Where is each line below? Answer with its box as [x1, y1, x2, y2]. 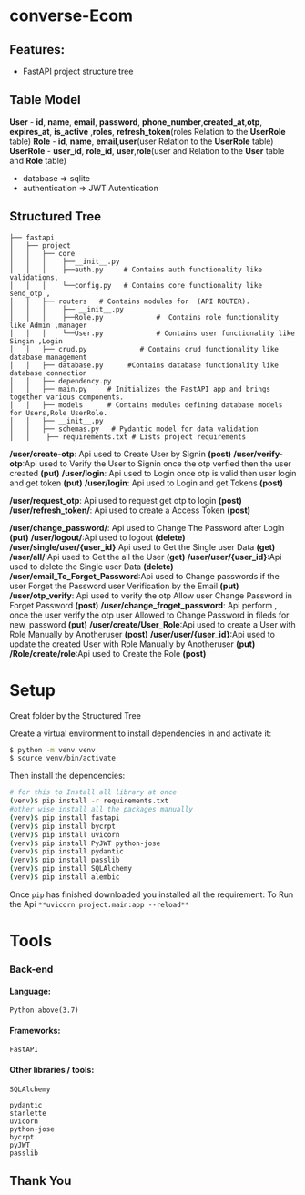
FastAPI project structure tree [22, 66, 134, 77]
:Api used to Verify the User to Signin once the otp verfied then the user [22, 457, 291, 469]
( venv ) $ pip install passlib [9, 855, 120, 865]
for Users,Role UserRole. [9, 408, 107, 417]
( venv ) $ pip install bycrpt [9, 822, 117, 831]
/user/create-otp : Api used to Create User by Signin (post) [9, 448, 232, 459]
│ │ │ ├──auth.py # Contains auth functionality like [9, 265, 262, 274]
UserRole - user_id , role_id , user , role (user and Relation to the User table [9, 145, 285, 156]
